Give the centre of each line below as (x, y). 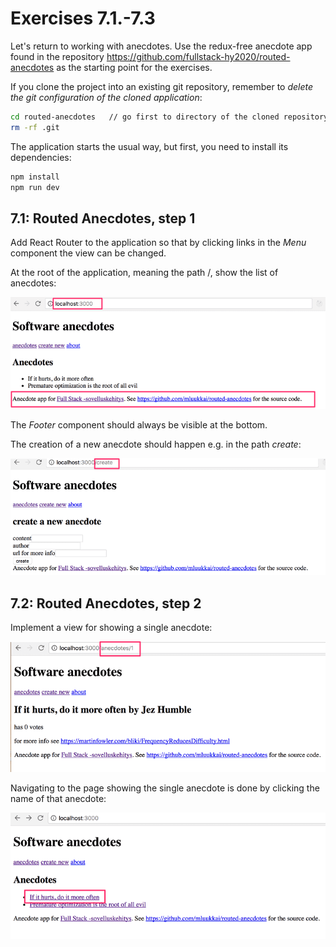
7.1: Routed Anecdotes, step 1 (103, 218)
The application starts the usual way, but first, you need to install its (149, 146)
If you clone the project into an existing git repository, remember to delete (162, 86)
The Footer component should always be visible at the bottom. (139, 424)
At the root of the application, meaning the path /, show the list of (144, 273)
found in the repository (57, 56)
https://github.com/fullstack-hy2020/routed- (198, 56)
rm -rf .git (35, 127)
